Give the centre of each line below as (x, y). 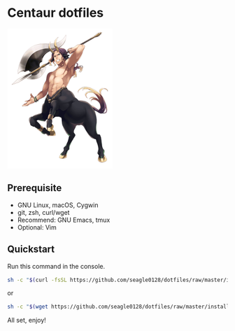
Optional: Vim (37, 227)
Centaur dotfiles (56, 13)
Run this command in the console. (56, 266)
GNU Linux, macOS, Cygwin (58, 205)
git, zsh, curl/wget (43, 212)
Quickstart (31, 249)
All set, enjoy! (27, 321)
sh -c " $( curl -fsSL (37, 280)
